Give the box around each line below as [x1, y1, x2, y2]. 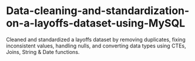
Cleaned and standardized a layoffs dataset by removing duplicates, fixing [6, 36, 186, 43]
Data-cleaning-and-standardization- [6, 4, 190, 18]
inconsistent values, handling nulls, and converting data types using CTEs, [6, 42, 186, 49]
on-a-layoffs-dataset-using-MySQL [6, 16, 186, 30]
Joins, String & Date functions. [6, 48, 80, 55]
